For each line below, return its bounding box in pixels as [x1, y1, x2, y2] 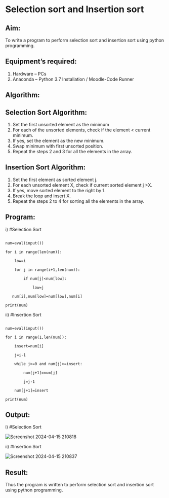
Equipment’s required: [5, 57, 77, 66]
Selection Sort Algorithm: [5, 108, 88, 117]
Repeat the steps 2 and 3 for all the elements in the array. [12, 149, 133, 155]
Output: [5, 411, 30, 419]
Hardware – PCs [12, 70, 47, 77]
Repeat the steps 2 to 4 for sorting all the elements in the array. [12, 198, 145, 204]
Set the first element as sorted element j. [12, 176, 98, 183]
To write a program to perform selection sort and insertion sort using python [5, 37, 164, 43]
